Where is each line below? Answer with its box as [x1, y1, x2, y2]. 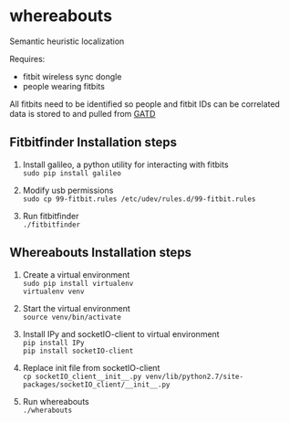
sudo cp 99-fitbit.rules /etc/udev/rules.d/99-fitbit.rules [22, 194, 256, 204]
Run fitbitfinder [22, 210, 79, 221]
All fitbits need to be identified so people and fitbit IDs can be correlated [9, 98, 281, 110]
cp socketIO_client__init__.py [22, 372, 142, 381]
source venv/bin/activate [22, 312, 121, 322]
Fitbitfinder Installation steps [9, 134, 178, 151]
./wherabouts [22, 406, 73, 415]
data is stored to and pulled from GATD [9, 108, 156, 119]
